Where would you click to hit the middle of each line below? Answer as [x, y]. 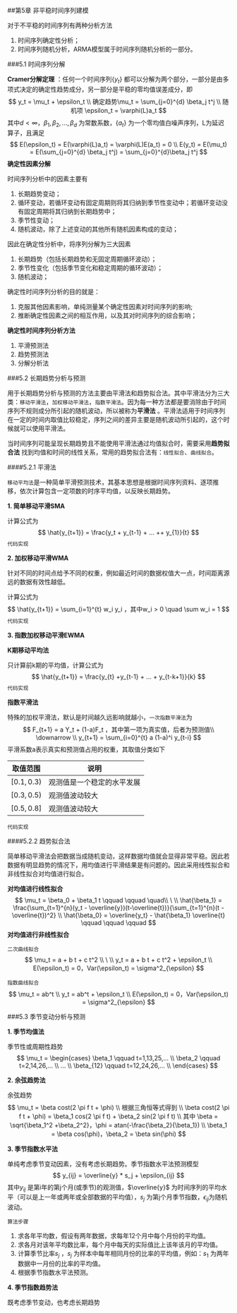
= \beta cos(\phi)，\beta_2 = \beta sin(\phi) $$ [119, 1134]
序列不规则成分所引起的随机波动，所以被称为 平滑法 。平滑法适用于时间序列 [116, 411]
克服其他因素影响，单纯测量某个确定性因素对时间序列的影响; [105, 306]
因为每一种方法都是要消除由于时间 [177, 401]
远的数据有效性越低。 [38, 581]
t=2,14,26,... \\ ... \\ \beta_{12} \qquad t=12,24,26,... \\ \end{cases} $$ [119, 1065]
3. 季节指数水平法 [33, 1149]
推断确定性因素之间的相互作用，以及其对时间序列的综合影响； [107, 315]
